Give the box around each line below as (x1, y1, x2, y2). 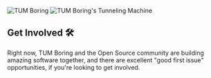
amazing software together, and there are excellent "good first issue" (7, 55, 204, 64)
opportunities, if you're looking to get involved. (7, 63, 140, 71)
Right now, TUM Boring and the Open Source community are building (7, 49, 204, 57)
